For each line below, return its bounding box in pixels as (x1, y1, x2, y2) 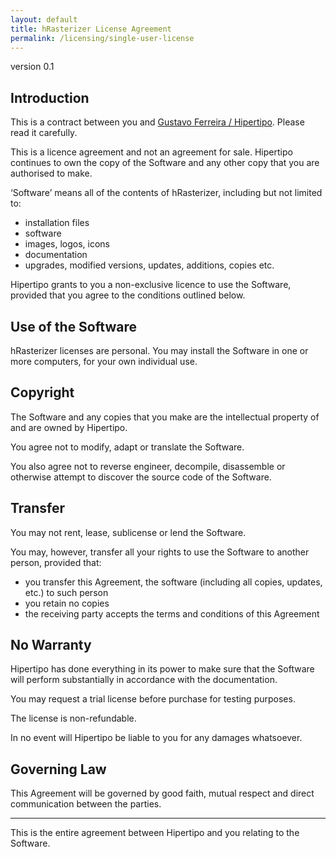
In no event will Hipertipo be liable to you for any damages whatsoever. (10, 732, 303, 744)
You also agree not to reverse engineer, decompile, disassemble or (10, 460, 286, 472)
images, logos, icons (24, 238, 110, 250)
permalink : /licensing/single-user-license (10, 33, 195, 43)
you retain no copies (24, 597, 110, 609)
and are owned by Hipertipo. (10, 421, 128, 433)
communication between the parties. (10, 798, 162, 810)
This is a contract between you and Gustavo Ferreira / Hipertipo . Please (10, 116, 305, 128)
